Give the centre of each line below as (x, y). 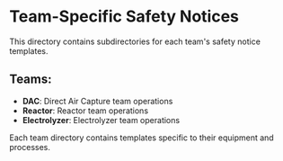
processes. (30, 147)
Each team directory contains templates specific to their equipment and (141, 138)
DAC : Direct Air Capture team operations (97, 101)
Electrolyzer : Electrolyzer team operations (101, 120)
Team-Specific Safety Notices (124, 17)
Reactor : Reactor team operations (85, 111)
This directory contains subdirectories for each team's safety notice (135, 41)
